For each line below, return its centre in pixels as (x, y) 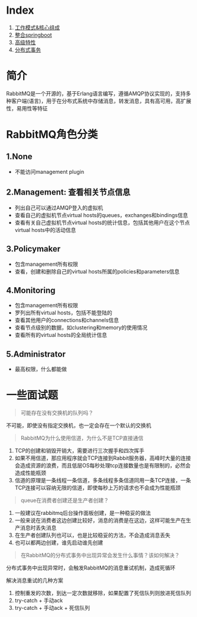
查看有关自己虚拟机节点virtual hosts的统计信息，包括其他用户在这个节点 (102, 222)
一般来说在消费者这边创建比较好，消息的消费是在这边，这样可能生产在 (100, 520)
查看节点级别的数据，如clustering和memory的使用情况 (81, 327)
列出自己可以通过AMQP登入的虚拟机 (59, 208)
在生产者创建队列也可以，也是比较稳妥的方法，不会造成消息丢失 (92, 535)
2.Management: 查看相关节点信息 (68, 193)
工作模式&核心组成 (37, 27)
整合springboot (33, 35)
